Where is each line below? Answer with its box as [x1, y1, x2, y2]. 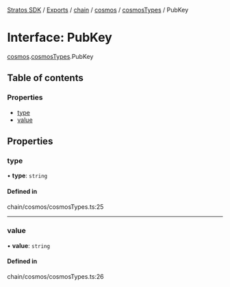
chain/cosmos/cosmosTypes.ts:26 [7, 273, 104, 281]
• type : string [7, 171, 48, 180]
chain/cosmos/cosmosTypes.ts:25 [7, 202, 104, 211]
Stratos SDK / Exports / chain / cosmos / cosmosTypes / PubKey [7, 6, 189, 14]
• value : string [7, 241, 50, 249]
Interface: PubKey [7, 30, 113, 45]
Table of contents [7, 72, 84, 84]
